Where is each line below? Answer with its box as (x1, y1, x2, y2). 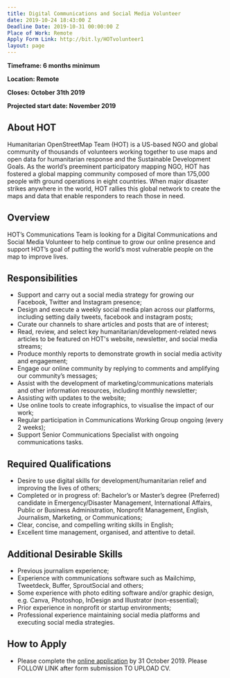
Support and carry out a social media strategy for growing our (17, 290, 195, 299)
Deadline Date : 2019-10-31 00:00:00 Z (7, 23, 119, 30)
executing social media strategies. (17, 618, 115, 627)
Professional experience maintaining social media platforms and (17, 611, 200, 619)
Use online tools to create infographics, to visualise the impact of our (17, 401, 215, 410)
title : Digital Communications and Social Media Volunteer (7, 10, 182, 17)
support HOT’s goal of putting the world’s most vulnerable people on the (7, 245, 213, 253)
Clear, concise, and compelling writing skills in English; (17, 521, 174, 529)
